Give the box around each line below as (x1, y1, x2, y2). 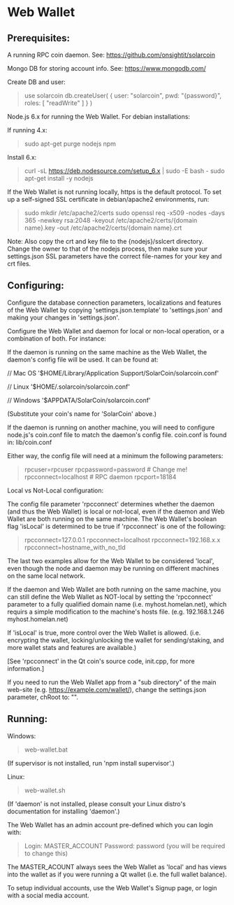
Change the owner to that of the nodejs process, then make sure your (7, 244, 208, 253)
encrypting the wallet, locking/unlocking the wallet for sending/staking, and (7, 635, 225, 644)
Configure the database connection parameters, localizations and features (7, 298, 221, 307)
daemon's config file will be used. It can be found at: (7, 355, 159, 364)
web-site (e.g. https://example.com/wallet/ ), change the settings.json (7, 685, 207, 693)
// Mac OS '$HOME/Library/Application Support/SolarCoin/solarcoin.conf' (7, 368, 219, 377)
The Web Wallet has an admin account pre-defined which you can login (7, 820, 213, 829)
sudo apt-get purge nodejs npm (24, 139, 117, 148)
